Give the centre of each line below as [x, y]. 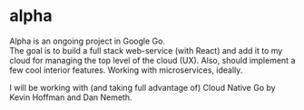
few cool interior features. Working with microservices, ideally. [126, 70]
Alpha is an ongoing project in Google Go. [88, 41]
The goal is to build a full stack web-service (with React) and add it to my [146, 50]
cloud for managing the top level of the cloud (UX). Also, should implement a [152, 60]
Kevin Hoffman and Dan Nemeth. [71, 97]
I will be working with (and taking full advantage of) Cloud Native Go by [142, 87]
